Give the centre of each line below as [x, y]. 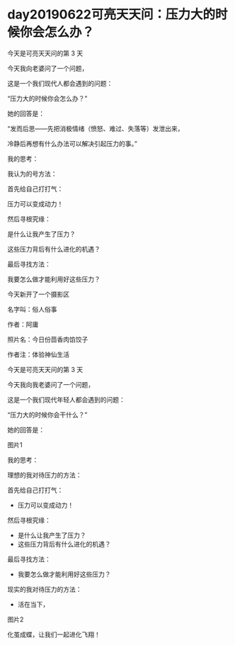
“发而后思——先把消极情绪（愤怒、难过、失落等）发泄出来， [96, 128]
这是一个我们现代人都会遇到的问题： [60, 83]
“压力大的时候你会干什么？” [47, 415]
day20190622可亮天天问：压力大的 [111, 15]
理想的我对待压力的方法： [45, 475]
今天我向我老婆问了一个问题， [51, 384]
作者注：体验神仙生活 [38, 354]
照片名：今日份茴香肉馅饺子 [48, 339]
